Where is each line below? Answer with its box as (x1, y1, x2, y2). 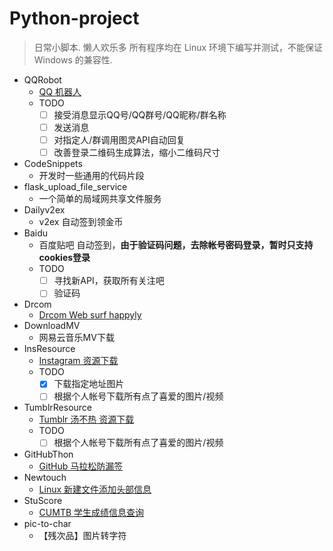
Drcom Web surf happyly (38, 309, 142, 321)
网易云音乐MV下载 (38, 332, 115, 344)
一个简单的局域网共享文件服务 (38, 193, 162, 205)
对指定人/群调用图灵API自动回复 (53, 134, 186, 146)
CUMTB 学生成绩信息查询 (38, 506, 145, 518)
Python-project (9, 7, 140, 30)
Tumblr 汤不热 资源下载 (38, 413, 135, 426)
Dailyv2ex (23, 204, 66, 216)
